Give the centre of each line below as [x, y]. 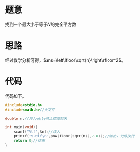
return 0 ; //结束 [29, 141]
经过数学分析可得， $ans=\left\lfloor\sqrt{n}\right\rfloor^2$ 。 [65, 60]
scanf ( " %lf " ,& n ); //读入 [37, 132]
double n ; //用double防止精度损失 [36, 118]
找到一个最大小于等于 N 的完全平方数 [41, 24]
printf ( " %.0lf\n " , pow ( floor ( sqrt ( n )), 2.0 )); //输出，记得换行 [74, 136]
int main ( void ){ [21, 127]
